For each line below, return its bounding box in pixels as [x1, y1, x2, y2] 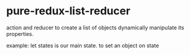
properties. [6, 30, 34, 37]
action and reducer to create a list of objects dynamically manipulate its [6, 24, 185, 31]
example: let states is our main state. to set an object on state [6, 42, 159, 49]
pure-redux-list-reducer [6, 4, 131, 18]
